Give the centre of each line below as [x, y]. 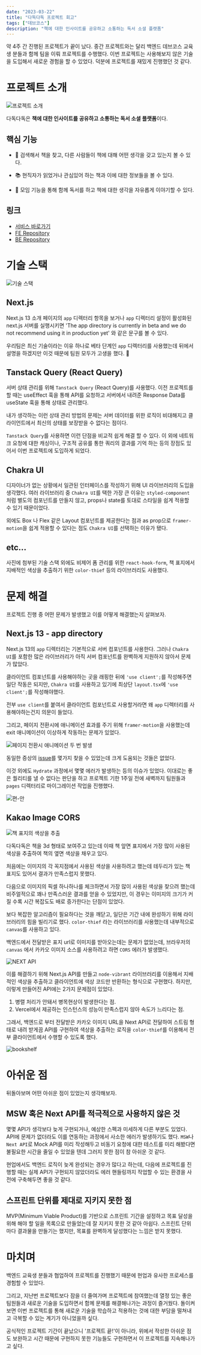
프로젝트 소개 [37, 88]
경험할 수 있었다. [25, 1283]
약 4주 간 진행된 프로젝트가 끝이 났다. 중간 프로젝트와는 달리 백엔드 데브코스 [94, 46]
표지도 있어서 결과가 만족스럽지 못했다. [51, 873]
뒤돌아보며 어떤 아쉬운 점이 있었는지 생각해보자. [61, 1093]
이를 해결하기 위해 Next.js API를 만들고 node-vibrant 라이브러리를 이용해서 [94, 974]
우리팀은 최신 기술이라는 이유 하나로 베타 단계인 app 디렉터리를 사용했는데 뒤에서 [100, 346]
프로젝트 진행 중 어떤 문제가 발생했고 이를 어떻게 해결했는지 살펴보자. [86, 614]
